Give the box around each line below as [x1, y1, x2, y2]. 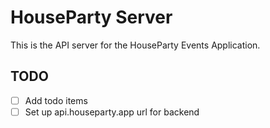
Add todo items [24, 94, 88, 106]
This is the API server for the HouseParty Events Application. [10, 39, 261, 51]
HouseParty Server [10, 6, 173, 29]
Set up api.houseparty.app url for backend [24, 106, 200, 118]
